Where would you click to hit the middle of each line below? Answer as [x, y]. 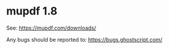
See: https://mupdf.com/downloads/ [51, 28]
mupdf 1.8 [32, 11]
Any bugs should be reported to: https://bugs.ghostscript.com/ [84, 39]
